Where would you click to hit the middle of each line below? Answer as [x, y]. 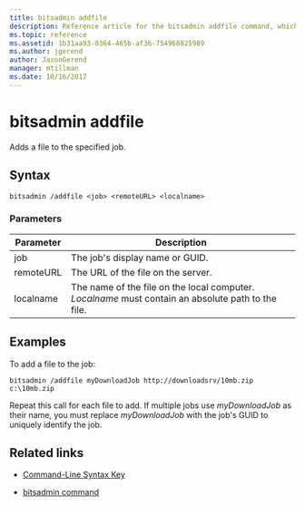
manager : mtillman [44, 69]
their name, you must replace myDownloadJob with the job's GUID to [139, 414]
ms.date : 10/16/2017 [49, 77]
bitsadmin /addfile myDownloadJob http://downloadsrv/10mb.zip [132, 380]
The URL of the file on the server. [142, 272]
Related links [47, 453]
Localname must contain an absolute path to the [174, 298]
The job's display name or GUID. [140, 258]
